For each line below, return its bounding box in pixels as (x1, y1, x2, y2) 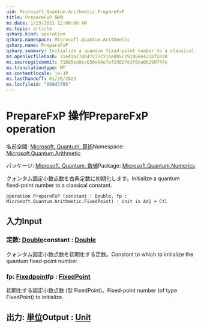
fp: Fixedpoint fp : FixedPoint (6, 272, 91, 281)
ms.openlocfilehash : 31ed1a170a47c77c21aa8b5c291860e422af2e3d (6, 53, 168, 59)
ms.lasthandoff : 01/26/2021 (6, 76, 77, 82)
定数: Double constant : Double (6, 235, 97, 244)
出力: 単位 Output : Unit (6, 312, 91, 323)
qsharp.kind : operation (6, 31, 66, 37)
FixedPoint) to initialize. (6, 293, 64, 300)
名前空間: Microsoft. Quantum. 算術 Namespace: (6, 142, 124, 150)
